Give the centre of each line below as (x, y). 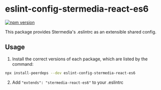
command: (23, 64)
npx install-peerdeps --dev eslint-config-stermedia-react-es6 (70, 73)
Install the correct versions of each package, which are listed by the (80, 59)
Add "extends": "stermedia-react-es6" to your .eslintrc (68, 82)
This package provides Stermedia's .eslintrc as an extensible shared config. (81, 32)
